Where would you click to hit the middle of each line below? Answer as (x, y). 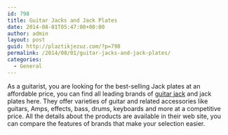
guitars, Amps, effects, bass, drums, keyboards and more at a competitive (114, 108)
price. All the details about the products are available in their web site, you (114, 116)
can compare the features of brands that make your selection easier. (106, 123)
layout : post (26, 40)
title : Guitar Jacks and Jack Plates (62, 20)
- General (28, 66)
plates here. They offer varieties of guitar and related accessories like (108, 101)
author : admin (28, 33)
